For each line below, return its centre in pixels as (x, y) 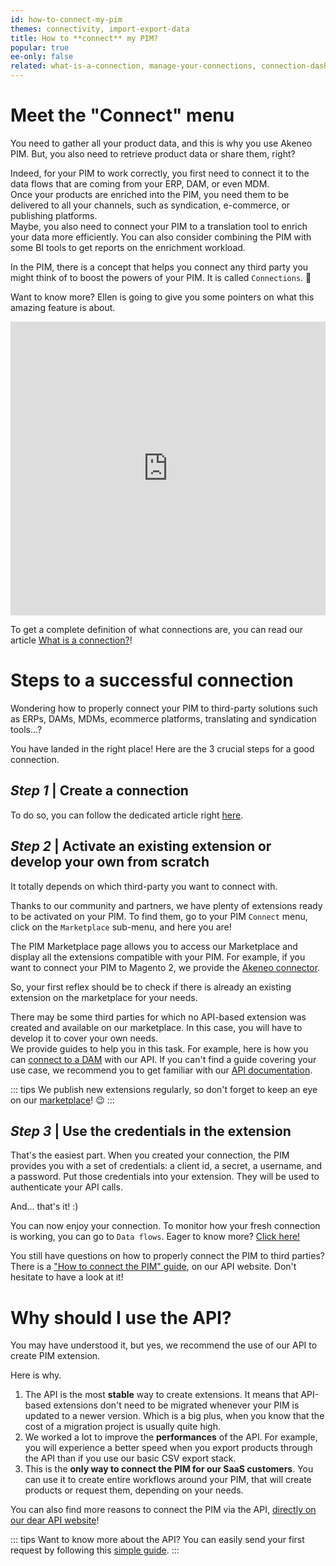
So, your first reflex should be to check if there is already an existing (151, 987)
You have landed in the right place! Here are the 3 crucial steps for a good (162, 748)
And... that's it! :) (44, 1207)
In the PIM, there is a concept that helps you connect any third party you (159, 267)
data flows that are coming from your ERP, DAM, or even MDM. (140, 183)
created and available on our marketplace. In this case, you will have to (156, 1027)
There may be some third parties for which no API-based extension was (158, 1017)
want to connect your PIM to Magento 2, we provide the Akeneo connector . (165, 967)
